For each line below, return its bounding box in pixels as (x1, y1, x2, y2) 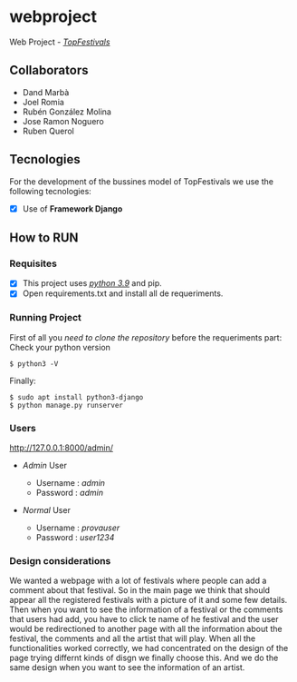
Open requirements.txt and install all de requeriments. (22, 288, 224, 299)
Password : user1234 (35, 532, 115, 543)
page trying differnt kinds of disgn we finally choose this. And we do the (9, 652, 279, 664)
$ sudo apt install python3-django (9, 392, 144, 401)
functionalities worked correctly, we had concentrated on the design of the (9, 643, 289, 654)
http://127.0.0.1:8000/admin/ (9, 442, 114, 453)
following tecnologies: (9, 185, 92, 196)
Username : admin (35, 478, 106, 489)
